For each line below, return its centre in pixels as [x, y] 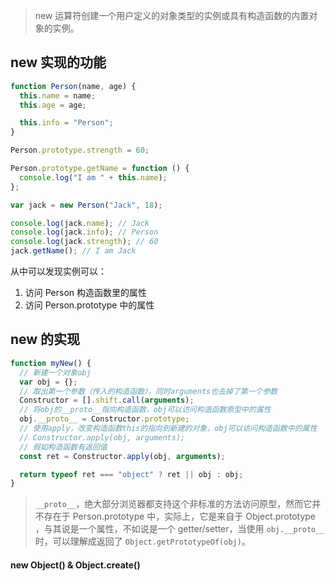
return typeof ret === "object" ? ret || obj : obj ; [131, 474]
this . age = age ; [53, 105]
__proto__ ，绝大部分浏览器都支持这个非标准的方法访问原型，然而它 [173, 504]
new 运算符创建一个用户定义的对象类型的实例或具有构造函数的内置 [172, 15]
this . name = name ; [58, 95]
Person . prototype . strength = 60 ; [80, 150]
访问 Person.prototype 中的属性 [89, 305]
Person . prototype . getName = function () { [100, 169]
